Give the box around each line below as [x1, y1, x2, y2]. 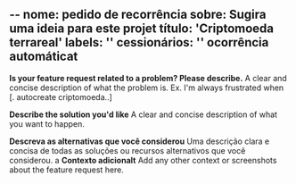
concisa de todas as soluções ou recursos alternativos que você [9, 145, 246, 155]
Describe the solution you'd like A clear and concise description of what [9, 109, 278, 120]
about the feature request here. [9, 164, 125, 175]
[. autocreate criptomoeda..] [9, 91, 113, 102]
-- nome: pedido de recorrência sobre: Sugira [9, 7, 267, 22]
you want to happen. [9, 118, 85, 129]
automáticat [9, 49, 78, 64]
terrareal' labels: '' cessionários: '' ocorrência [9, 35, 269, 50]
